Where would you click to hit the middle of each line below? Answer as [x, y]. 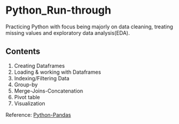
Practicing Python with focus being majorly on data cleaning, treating [89, 27]
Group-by [26, 84]
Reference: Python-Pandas [38, 115]
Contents [23, 52]
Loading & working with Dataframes [57, 72]
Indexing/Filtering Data [42, 78]
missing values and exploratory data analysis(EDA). [68, 32]
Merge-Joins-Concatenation [49, 91]
